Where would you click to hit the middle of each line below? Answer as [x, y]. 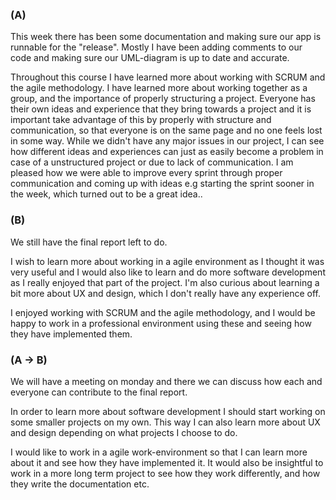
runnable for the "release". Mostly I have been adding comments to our [156, 47]
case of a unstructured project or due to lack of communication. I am [152, 162]
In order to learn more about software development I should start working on [168, 411]
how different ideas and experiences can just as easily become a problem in [167, 152]
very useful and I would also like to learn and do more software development [168, 272]
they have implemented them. [71, 334]
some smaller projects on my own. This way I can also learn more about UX [165, 422]
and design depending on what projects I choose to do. [124, 432]
